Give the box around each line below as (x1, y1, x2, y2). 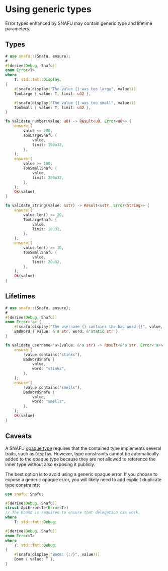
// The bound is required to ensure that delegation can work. (5, 510, 141, 515)
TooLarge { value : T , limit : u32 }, (14, 91, 92, 96)
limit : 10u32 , (32, 226, 62, 232)
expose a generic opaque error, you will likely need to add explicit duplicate (5, 476, 162, 483)
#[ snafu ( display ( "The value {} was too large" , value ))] (14, 86, 136, 91)
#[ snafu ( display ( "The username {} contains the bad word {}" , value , (14, 324, 163, 329)
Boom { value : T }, (14, 557, 55, 562)
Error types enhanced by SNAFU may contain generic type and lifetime (5, 20, 152, 26)
